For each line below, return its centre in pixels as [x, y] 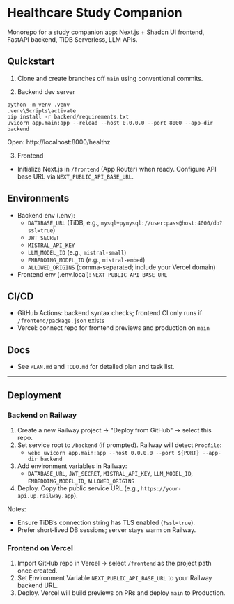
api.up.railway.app [46, 496]
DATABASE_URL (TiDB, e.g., [63, 222]
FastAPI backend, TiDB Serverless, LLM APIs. [72, 39]
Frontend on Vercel [40, 548]
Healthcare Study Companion [95, 13]
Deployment [34, 395]
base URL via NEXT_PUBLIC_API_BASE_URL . [76, 176]
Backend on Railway [42, 415]
